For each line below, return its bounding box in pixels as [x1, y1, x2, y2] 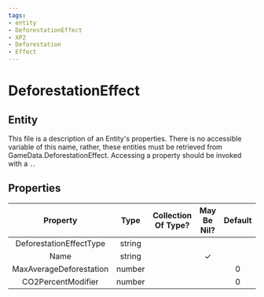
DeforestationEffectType [15, 237, 106, 248]
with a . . [8, 159, 35, 168]
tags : [8, 11, 26, 20]
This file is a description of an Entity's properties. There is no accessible [8, 134, 242, 143]
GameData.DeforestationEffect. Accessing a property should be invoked [8, 151, 242, 159]
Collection [152, 210, 192, 221]
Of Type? [154, 219, 190, 230]
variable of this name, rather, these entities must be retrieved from [8, 142, 222, 152]
